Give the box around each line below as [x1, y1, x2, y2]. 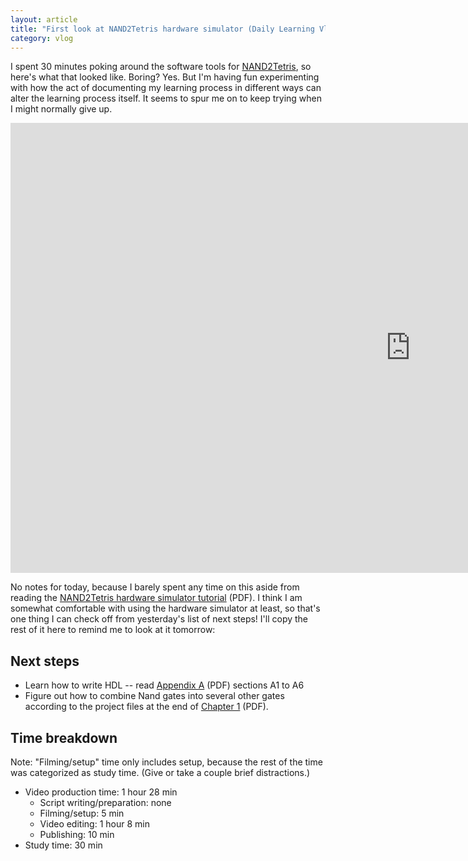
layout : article [10, 14, 78, 25]
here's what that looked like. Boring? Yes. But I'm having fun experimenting [10, 71, 320, 83]
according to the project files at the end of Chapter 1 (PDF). [24, 701, 269, 713]
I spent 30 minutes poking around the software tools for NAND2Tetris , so [10, 61, 312, 73]
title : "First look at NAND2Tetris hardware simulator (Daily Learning [10, 24, 315, 34]
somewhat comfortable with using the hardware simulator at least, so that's [10, 602, 321, 615]
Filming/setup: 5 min [39, 807, 125, 819]
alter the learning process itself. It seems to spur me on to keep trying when [10, 92, 322, 105]
